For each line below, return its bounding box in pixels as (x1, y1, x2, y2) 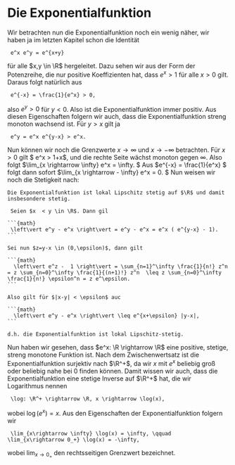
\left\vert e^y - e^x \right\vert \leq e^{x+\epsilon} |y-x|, (13, 312, 200, 319)
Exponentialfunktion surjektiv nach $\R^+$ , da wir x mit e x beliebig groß (7, 358, 216, 367)
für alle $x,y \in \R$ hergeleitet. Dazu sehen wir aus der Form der (7, 61, 196, 70)
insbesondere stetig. (7, 196, 71, 203)
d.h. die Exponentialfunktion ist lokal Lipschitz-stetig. (7, 331, 184, 338)
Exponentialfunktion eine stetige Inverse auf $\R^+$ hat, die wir (7, 374, 191, 383)
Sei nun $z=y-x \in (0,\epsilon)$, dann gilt (7, 245, 143, 252)
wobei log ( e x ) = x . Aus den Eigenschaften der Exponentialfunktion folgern (7, 407, 223, 417)
